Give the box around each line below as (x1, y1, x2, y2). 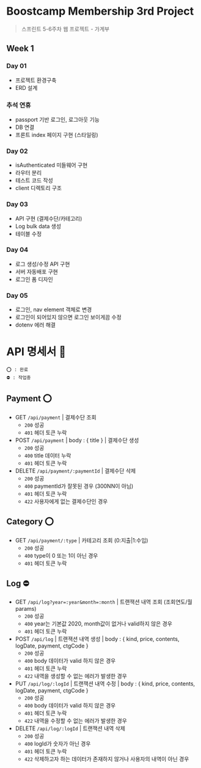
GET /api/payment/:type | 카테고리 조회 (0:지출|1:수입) (15, 536, 148, 544)
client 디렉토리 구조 (15, 185, 62, 192)
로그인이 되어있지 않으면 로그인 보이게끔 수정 (15, 314, 122, 321)
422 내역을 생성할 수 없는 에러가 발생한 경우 (24, 673, 127, 680)
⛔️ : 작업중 (6, 375, 31, 381)
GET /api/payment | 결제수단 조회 (15, 413, 97, 421)
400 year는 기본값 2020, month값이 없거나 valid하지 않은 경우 (24, 620, 173, 627)
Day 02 (6, 147, 29, 155)
